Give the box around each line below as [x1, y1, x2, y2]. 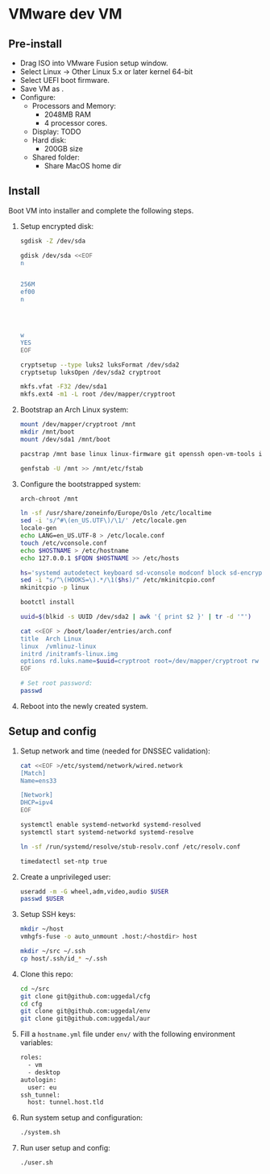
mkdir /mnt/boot [19, 428, 75, 436]
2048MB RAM [44, 110, 91, 119]
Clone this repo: [19, 969, 73, 979]
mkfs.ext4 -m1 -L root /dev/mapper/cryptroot [19, 390, 176, 399]
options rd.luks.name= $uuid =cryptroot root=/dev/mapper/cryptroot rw [19, 658, 260, 666]
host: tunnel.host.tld [27, 1098, 104, 1106]
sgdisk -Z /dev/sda [19, 237, 86, 245]
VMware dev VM [8, 5, 123, 23]
